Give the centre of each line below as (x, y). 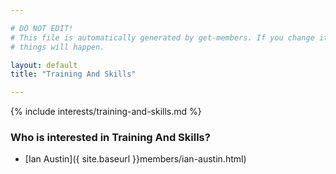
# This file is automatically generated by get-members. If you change (162, 37)
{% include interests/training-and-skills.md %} (106, 112)
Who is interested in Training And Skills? (110, 138)
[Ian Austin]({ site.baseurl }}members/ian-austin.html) (135, 159)
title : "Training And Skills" (73, 74)
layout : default (44, 65)
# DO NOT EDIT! (42, 28)
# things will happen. (57, 47)
